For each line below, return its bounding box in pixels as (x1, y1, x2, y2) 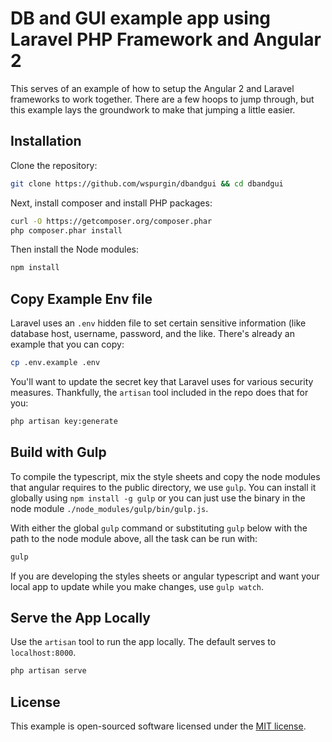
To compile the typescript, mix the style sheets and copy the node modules (10, 470, 321, 482)
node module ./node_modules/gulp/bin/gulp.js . (10, 502, 209, 514)
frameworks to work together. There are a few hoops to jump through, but (10, 93, 315, 105)
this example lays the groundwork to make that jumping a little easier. (10, 103, 296, 116)
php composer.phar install (10, 225, 123, 236)
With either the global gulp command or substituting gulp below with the (10, 522, 308, 534)
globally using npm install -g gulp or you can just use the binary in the (10, 492, 306, 504)
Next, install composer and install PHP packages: (10, 197, 213, 209)
